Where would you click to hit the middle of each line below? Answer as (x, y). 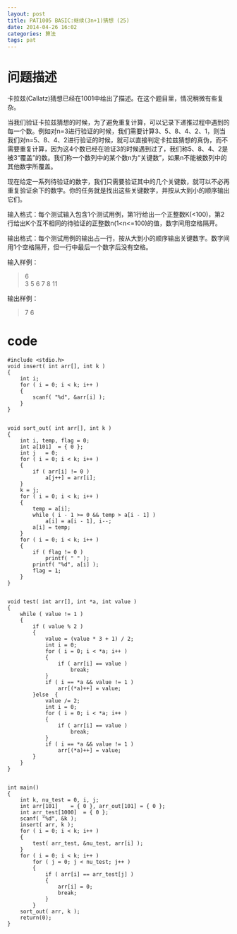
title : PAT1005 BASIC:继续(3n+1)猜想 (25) (68, 21)
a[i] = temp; (52, 528)
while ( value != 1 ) (51, 614)
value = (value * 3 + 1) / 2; (89, 639)
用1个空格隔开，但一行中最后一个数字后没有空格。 (80, 247)
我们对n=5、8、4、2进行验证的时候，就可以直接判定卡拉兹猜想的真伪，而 (115, 140)
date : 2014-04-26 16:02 (42, 27)
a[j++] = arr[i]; (71, 478)
